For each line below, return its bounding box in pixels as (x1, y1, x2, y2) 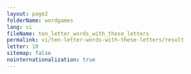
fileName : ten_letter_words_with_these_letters (6, 30, 150, 37)
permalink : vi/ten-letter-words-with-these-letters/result (6, 37, 185, 44)
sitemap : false (6, 50, 52, 57)
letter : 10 (6, 43, 39, 50)
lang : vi (6, 23, 33, 30)
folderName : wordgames (6, 17, 74, 24)
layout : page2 (6, 10, 49, 18)
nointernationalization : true (6, 56, 96, 63)
